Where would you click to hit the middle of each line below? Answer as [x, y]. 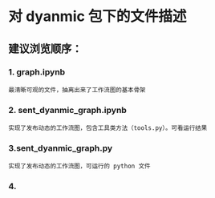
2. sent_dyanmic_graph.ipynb [67, 110]
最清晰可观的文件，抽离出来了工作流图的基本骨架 [77, 90]
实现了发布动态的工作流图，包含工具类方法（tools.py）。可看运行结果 [108, 128]
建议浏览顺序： [45, 48]
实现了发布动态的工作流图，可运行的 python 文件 [79, 166]
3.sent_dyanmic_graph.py [61, 148]
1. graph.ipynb [37, 71]
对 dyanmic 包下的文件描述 [97, 16]
